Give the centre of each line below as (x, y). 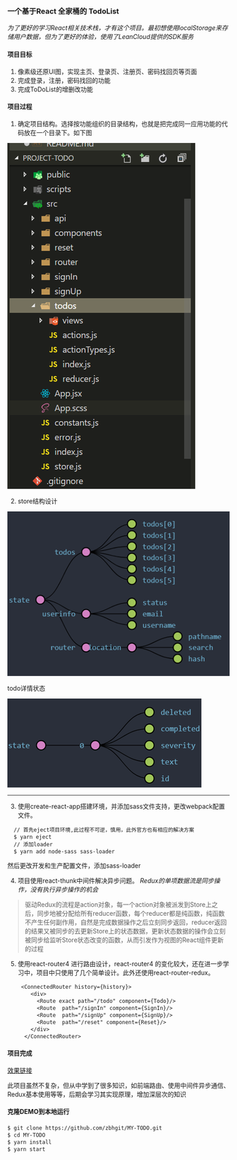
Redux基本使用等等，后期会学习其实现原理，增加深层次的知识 (97, 1094)
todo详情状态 (26, 689)
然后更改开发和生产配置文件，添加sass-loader (74, 866)
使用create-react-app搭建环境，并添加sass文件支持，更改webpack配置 (121, 806)
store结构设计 (37, 501)
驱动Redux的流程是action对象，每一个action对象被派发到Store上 (118, 905)
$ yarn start (26, 1149)
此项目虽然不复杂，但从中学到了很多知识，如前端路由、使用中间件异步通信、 (119, 1085)
